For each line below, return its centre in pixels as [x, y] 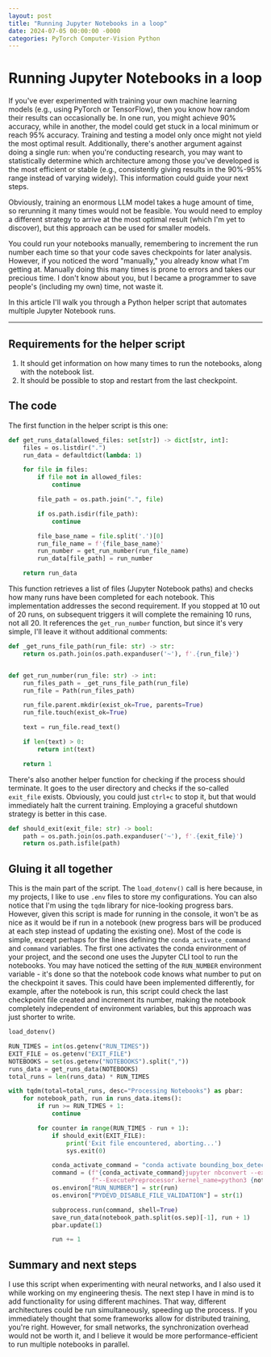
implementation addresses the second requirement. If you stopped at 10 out [134, 606]
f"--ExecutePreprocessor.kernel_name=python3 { [173, 1181]
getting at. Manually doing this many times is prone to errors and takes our [132, 270]
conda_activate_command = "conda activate [124, 1165]
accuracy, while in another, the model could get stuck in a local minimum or [133, 127]
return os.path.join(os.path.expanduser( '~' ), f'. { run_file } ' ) [131, 654]
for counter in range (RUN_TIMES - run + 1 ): [113, 1128]
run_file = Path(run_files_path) [79, 691]
